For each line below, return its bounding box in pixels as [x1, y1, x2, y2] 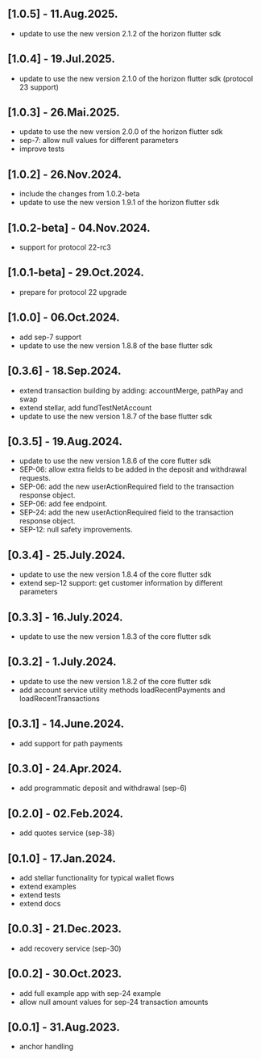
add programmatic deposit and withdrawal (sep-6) [19, 784, 187, 793]
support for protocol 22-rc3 [19, 242, 112, 252]
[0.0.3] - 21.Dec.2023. [7, 922, 122, 936]
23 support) [19, 82, 60, 92]
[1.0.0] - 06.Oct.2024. [7, 311, 120, 325]
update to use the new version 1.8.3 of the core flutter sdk [19, 631, 212, 641]
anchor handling [19, 1042, 74, 1052]
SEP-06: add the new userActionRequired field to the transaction [19, 481, 234, 492]
